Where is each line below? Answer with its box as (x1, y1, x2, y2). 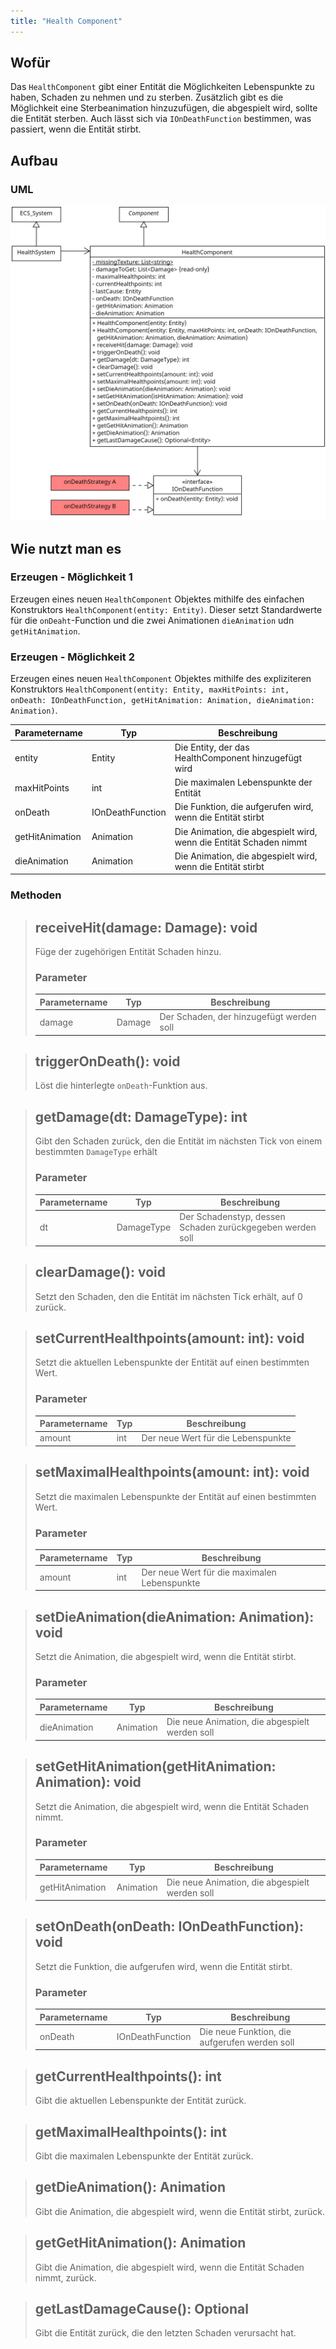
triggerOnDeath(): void (34, 1053, 181, 1070)
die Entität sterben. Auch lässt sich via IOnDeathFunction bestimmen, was (10, 113, 312, 125)
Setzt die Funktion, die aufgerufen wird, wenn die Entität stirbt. (34, 1960, 293, 1972)
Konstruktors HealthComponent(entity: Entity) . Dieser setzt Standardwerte (10, 603, 323, 615)
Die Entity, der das (174, 741, 250, 753)
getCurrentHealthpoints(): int (34, 2068, 222, 2085)
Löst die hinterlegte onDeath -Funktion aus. (34, 1080, 208, 1092)
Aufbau (10, 152, 58, 169)
